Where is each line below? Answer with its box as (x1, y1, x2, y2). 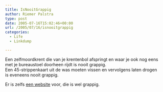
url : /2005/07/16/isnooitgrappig (5, 25, 73, 30)
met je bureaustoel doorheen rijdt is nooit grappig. (5, 61, 107, 67)
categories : (5, 30, 29, 35)
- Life (9, 35, 23, 39)
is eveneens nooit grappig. (5, 72, 59, 78)
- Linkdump (9, 39, 32, 44)
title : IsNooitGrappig (5, 7, 51, 12)
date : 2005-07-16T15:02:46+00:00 (5, 20, 73, 26)
